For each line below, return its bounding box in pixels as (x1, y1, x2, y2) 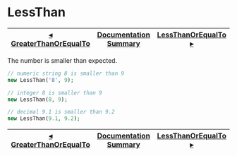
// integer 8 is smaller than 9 (7, 89, 102, 96)
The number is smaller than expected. (7, 56, 118, 64)
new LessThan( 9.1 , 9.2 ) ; (7, 115, 80, 122)
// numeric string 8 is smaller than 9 (7, 70, 125, 77)
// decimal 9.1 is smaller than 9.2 (7, 109, 115, 116)
